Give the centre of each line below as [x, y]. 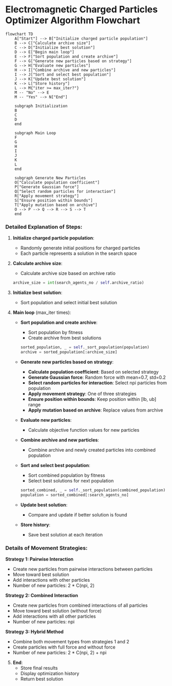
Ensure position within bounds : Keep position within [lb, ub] [92, 399]
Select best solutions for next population [71, 480]
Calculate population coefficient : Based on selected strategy [93, 372]
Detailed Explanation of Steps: [44, 227]
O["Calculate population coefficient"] [57, 182]
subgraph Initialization [41, 106]
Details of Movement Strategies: [46, 548]
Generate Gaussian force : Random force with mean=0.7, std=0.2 [97, 377]
